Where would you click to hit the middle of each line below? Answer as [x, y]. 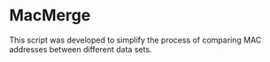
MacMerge [50, 15]
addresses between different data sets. [81, 49]
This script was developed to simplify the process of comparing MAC [135, 40]
